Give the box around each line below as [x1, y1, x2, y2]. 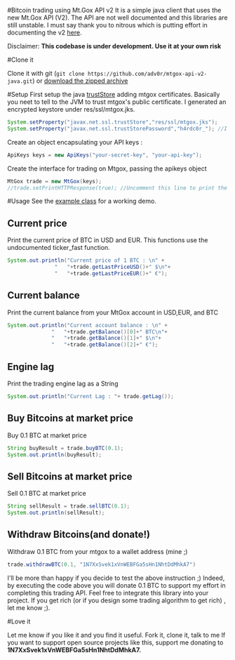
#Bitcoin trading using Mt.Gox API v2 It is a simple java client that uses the [7, 6, 222, 14]
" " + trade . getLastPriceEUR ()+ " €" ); [54, 270, 168, 277]
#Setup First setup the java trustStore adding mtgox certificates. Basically [7, 91, 220, 98]
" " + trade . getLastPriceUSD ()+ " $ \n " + [54, 263, 171, 271]
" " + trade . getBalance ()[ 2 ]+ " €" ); [51, 341, 159, 348]
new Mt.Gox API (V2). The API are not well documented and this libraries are [7, 13, 228, 22]
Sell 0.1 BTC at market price [7, 489, 86, 498]
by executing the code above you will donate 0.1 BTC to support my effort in [7, 581, 226, 589]
